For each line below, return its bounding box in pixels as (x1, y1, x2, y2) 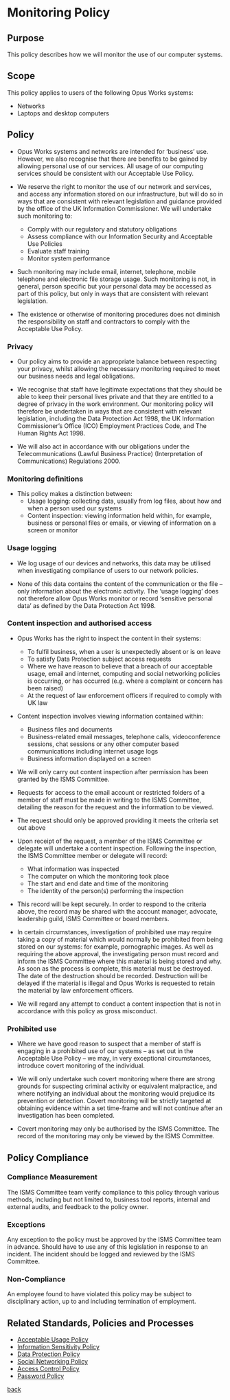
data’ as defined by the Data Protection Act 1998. (16, 601, 157, 609)
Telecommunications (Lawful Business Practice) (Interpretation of (16, 449, 203, 458)
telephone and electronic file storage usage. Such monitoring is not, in (16, 275, 216, 283)
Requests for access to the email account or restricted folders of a (16, 788, 205, 796)
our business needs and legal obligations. (16, 372, 135, 380)
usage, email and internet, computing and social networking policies (27, 669, 221, 677)
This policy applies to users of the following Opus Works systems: (7, 88, 194, 97)
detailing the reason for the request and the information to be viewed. (16, 802, 214, 811)
